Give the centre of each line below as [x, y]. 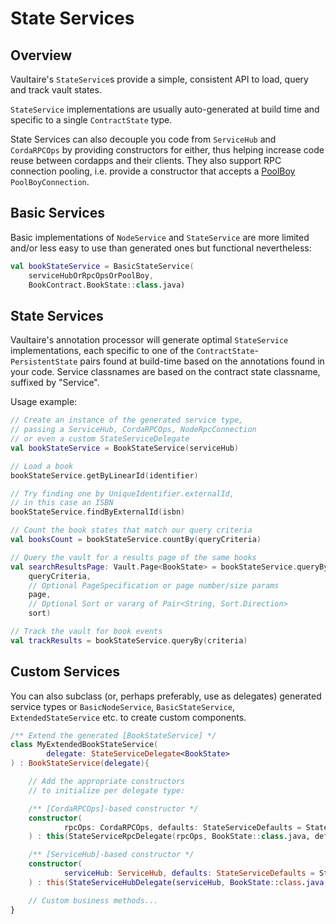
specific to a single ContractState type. [91, 120]
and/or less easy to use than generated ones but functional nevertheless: [161, 248]
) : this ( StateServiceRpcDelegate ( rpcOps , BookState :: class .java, [169, 837]
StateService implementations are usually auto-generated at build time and [165, 109]
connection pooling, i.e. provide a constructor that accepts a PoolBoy [153, 171]
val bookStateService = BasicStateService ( [102, 266]
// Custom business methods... [93, 900]
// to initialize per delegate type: [107, 790]
